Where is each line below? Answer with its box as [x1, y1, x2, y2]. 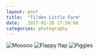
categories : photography [6, 25, 68, 32]
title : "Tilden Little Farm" [6, 14, 82, 20]
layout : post [6, 8, 39, 15]
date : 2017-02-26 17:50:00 [6, 20, 79, 26]
